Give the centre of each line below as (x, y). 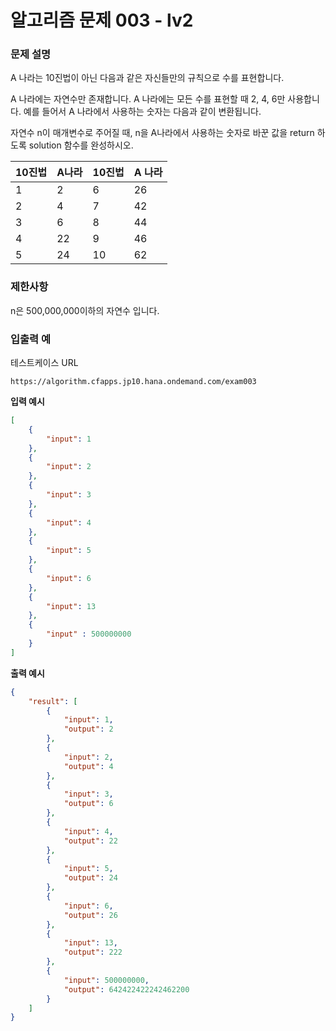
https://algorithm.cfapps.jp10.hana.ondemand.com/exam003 (133, 382)
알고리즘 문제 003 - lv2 (102, 20)
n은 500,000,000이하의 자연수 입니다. (85, 310)
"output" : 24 (90, 878)
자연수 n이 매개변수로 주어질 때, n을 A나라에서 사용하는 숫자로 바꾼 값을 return (162, 133)
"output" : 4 (88, 766)
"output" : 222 (93, 952)
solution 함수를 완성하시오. (81, 145)
